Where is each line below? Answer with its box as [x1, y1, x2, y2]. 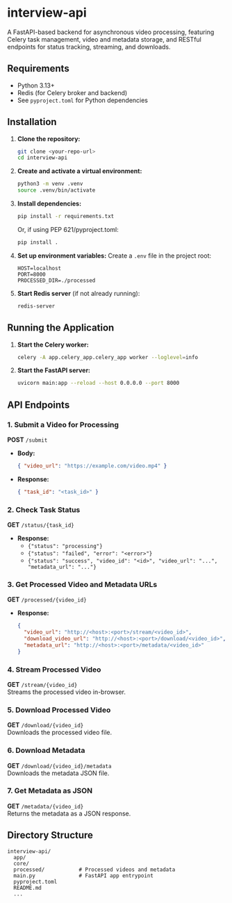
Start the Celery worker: [17, 340, 89, 349]
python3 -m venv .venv [17, 181, 83, 188]
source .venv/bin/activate [17, 187, 96, 194]
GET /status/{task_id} [7, 520, 74, 529]
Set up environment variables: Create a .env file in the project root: [17, 251, 212, 260]
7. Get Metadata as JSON [7, 786, 92, 796]
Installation [7, 116, 57, 128]
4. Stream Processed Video [7, 665, 101, 674]
